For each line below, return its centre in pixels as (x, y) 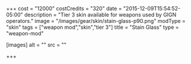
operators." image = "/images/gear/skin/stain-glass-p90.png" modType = (96, 21)
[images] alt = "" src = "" (36, 45)
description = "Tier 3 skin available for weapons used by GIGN (101, 15)
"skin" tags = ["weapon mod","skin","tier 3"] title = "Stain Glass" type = (93, 27)
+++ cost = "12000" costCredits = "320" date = (64, 9)
